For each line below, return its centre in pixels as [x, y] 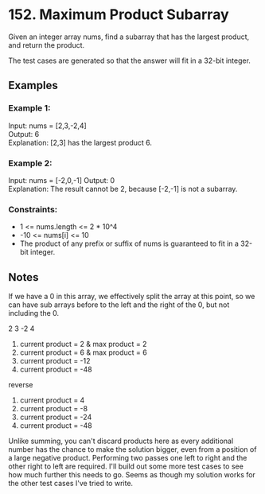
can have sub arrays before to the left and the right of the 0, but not [119, 305]
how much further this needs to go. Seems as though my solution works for [132, 475]
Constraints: [33, 209]
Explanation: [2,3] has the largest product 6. [80, 142]
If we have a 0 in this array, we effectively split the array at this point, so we [132, 297]
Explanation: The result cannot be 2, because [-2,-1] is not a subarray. [123, 189]
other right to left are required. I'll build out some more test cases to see [126, 466]
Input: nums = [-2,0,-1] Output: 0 [62, 180]
